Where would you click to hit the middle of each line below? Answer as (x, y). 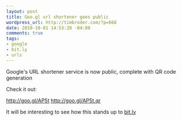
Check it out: (21, 89)
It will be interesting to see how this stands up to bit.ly (71, 112)
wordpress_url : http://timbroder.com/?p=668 (61, 22)
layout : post (22, 11)
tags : (13, 39)
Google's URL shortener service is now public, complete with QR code (91, 71)
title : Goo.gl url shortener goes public (58, 17)
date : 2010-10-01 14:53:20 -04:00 (48, 28)
